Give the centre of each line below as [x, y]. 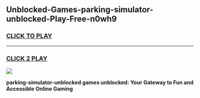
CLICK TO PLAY [29, 36]
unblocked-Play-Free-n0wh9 [62, 19]
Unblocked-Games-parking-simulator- [80, 10]
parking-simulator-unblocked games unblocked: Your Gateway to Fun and [100, 82]
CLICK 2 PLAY [27, 58]
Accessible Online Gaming [40, 88]
